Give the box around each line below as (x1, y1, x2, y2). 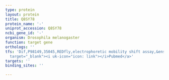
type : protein (5, 7, 35, 12)
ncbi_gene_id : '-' (5, 30, 44, 35)
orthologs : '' (5, 44, 35, 49)
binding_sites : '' (5, 63, 44, 68)
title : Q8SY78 (5, 16, 35, 21)
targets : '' (5, 58, 30, 63)
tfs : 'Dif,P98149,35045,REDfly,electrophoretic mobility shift (5, 49, 141, 54)
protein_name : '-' (5, 21, 44, 26)
